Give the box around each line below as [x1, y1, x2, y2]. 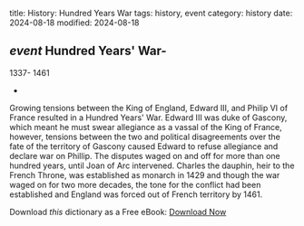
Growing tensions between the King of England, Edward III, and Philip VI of [9, 102, 289, 113]
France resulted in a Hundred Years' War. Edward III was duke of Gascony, [9, 112, 288, 123]
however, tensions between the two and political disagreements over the [9, 131, 281, 142]
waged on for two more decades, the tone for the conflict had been [9, 179, 261, 190]
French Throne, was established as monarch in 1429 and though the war [9, 169, 280, 180]
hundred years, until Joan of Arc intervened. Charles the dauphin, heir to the [9, 160, 295, 171]
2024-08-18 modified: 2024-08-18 [9, 17, 140, 28]
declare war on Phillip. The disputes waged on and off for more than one [9, 150, 281, 161]
